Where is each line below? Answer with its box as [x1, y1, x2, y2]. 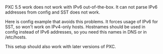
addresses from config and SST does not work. [5, 9, 101, 15]
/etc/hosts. [5, 34, 27, 40]
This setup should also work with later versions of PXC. [5, 44, 116, 49]
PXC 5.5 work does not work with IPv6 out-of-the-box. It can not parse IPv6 [5, 4, 158, 10]
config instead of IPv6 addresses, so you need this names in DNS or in [5, 29, 147, 35]
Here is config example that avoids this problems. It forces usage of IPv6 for [5, 19, 158, 24]
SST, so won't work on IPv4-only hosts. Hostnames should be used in [5, 24, 145, 30]
